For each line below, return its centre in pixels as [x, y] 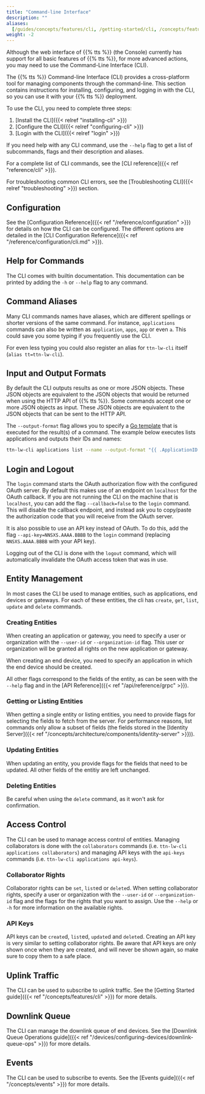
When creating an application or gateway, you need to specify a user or [96, 636]
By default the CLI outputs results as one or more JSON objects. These [95, 388]
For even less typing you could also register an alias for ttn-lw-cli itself [97, 348]
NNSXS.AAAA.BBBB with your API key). [51, 541]
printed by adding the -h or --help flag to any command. [77, 282]
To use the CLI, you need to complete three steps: [69, 108]
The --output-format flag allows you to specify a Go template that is [92, 426]
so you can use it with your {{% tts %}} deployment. [72, 97]
